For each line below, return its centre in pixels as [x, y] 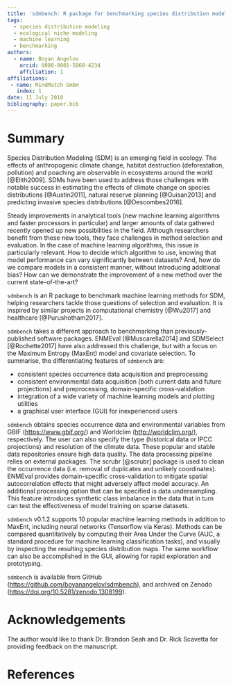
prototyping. [25, 563]
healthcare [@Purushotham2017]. [55, 318]
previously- [191, 331]
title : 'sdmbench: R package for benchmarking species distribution [108, 14]
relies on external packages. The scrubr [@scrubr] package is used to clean [116, 461]
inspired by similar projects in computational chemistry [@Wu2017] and [109, 310]
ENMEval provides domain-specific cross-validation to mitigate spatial [107, 476]
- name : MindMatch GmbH [44, 85]
